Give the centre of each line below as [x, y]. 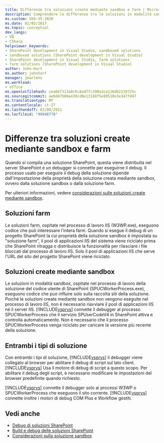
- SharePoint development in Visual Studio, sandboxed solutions [73, 50]
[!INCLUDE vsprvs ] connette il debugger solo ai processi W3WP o [71, 388]
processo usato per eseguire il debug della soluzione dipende [67, 173]
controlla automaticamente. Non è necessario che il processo [67, 320]
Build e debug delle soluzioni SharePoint [53, 430]
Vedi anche [23, 413]
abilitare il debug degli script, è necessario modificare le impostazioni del [79, 373]
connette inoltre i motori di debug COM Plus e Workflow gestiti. [69, 398]
